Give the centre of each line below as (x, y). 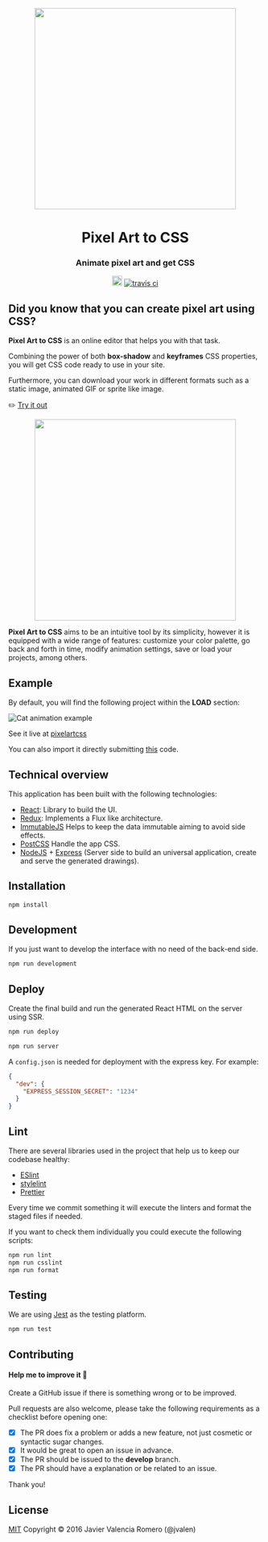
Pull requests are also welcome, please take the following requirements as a (134, 1408)
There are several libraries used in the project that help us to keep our (124, 1151)
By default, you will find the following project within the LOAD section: (124, 703)
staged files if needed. (45, 1217)
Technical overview (58, 774)
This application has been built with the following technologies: (113, 794)
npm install (28, 905)
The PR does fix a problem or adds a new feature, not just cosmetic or (136, 1432)
